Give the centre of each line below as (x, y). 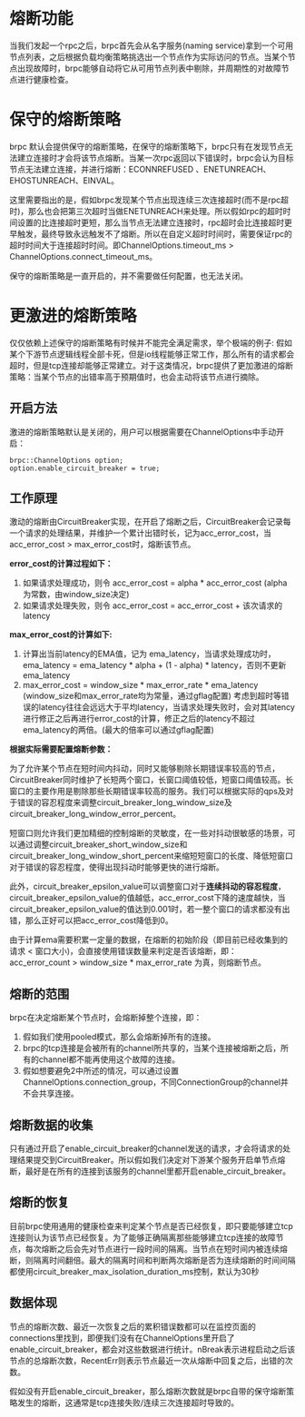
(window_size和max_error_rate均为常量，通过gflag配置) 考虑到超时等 (152, 696)
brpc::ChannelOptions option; (67, 460)
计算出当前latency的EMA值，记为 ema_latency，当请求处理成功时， (149, 654)
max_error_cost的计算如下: (61, 635)
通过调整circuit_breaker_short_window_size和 (102, 844)
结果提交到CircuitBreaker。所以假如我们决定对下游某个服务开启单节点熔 (151, 1160)
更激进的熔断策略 (74, 316)
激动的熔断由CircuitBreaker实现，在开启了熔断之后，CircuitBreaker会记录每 (151, 522)
